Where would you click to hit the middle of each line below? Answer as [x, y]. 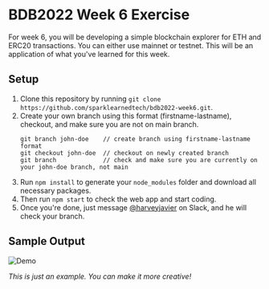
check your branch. [52, 216]
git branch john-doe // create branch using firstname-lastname [135, 139]
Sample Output [47, 241]
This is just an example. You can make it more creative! [100, 276]
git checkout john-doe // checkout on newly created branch [124, 153]
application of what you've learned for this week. [89, 54]
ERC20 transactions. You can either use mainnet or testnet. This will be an [131, 45]
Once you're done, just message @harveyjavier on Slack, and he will [133, 207]
